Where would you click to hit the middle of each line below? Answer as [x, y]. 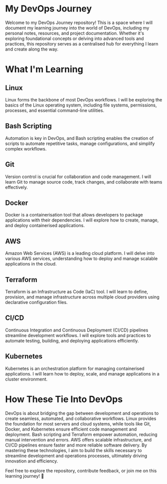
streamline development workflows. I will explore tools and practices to [78, 335]
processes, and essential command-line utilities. [55, 110]
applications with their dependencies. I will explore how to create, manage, [82, 220]
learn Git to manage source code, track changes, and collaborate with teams [84, 182]
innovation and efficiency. [32, 461]
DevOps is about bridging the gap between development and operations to [82, 413]
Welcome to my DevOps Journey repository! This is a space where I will [79, 22]
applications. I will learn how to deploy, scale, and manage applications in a [82, 373]
